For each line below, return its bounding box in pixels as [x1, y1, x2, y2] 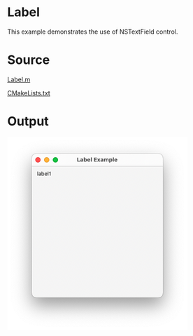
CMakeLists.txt [7, 88, 50, 97]
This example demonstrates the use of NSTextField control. [7, 27, 178, 36]
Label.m [7, 75, 31, 83]
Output [7, 114, 49, 130]
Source [7, 52, 50, 68]
